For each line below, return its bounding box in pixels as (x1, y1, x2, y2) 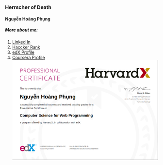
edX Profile (12, 49, 35, 55)
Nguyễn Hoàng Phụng (5, 16, 51, 22)
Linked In (12, 39, 31, 45)
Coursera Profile (12, 55, 45, 61)
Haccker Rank (12, 44, 40, 50)
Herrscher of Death (5, 4, 52, 11)
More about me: (5, 27, 38, 33)
